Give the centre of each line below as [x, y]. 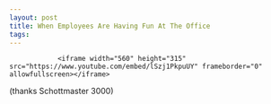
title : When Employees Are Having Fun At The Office [110, 26]
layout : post [34, 17]
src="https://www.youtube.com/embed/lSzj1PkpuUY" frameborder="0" [136, 67]
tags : [19, 34]
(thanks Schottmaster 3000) [61, 91]
